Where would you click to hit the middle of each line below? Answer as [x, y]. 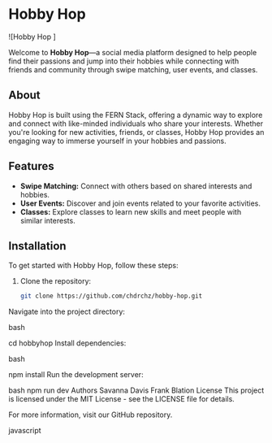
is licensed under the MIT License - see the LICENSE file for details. [122, 399]
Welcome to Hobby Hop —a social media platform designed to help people [133, 52]
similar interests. [47, 220]
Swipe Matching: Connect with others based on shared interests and [136, 186]
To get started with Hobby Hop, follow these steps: [93, 266]
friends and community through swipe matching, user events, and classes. [133, 69]
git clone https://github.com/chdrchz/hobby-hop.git [111, 296]
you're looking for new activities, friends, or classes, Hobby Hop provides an [136, 132]
